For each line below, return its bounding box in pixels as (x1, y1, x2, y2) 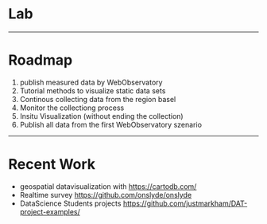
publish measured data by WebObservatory (19, 77, 163, 87)
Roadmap (8, 51, 73, 69)
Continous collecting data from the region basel (19, 94, 176, 104)
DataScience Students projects (19, 198, 122, 208)
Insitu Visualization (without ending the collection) (19, 111, 184, 120)
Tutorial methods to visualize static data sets (19, 85, 166, 96)
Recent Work (8, 155, 96, 174)
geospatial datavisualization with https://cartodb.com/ (19, 181, 197, 191)
